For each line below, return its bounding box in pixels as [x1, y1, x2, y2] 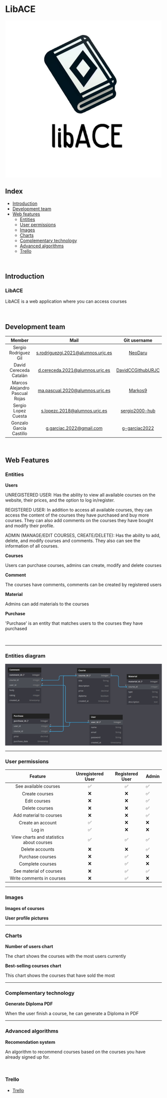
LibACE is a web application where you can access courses [5, 298, 127, 305]
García [13, 425, 26, 431]
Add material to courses [13, 812, 62, 818]
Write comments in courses [9, 875, 66, 881]
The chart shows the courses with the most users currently [5, 953, 126, 959]
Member [10, 337, 29, 343]
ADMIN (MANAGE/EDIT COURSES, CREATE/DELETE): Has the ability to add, [5, 533, 161, 539]
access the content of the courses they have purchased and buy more [5, 512, 149, 518]
